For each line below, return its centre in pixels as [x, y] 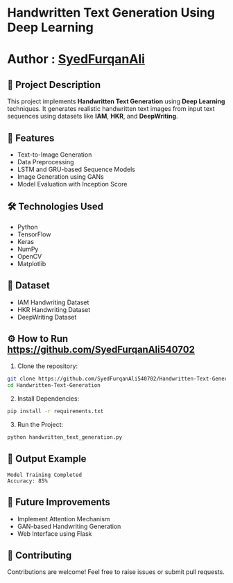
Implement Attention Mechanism [63, 519]
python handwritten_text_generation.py [65, 437]
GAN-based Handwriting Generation [69, 526]
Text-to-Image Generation [54, 155]
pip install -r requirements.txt [55, 411]
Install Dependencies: [48, 399]
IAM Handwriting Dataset [53, 302]
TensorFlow [34, 234]
